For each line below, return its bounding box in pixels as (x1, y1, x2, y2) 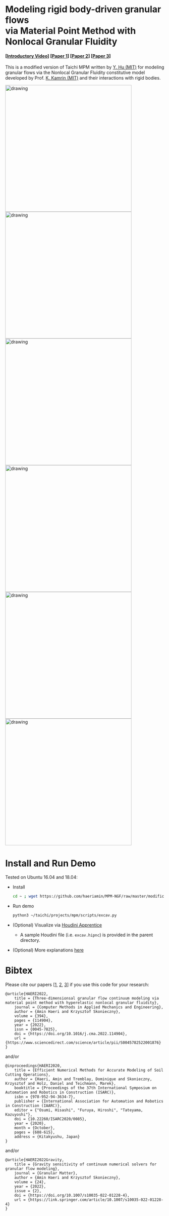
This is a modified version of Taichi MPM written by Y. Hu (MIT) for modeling (5, 64, 164, 70)
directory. (20, 937, 40, 943)
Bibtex (5, 965, 33, 976)
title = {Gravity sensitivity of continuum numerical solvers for (14, 1162, 157, 1167)
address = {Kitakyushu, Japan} (14, 1134, 80, 1139)
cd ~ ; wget (12, 894, 38, 899)
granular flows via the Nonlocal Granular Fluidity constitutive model (5, 69, 145, 76)
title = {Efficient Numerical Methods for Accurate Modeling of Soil (14, 1068, 164, 1073)
